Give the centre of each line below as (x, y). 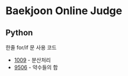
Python (19, 33)
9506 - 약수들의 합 (36, 67)
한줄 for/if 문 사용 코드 (31, 47)
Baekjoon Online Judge (64, 11)
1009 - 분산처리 (32, 60)
